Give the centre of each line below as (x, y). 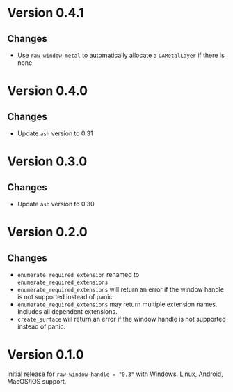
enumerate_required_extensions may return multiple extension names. (117, 304)
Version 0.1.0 (46, 355)
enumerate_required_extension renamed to (78, 274)
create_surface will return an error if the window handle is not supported (121, 319)
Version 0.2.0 (48, 232)
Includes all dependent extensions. (67, 311)
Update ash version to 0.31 (55, 133)
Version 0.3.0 (47, 161)
